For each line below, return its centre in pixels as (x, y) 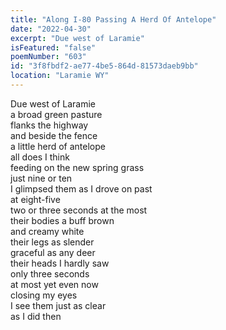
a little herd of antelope (58, 146)
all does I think (40, 157)
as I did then (36, 316)
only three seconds (50, 273)
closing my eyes (44, 295)
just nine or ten (41, 178)
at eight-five (35, 199)
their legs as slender (52, 242)
